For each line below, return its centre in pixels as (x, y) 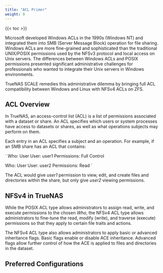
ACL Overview (27, 104)
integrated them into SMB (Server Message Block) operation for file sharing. (82, 43)
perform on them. (23, 132)
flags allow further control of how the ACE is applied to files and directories (81, 243)
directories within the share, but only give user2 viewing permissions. (75, 180)
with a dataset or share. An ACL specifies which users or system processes (81, 121)
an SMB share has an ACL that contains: (46, 147)
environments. (20, 74)
